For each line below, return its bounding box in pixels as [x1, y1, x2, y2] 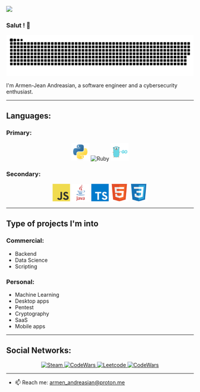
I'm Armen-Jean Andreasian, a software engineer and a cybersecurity [6, 82, 177, 89]
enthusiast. [6, 88, 34, 95]
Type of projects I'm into [6, 219, 99, 229]
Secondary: [6, 170, 41, 178]
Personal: [6, 277, 35, 286]
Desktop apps [14, 297, 49, 305]
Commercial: [6, 237, 45, 245]
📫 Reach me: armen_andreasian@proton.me [14, 378, 125, 386]
